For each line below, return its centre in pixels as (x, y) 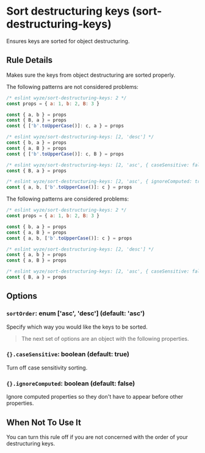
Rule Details (30, 60)
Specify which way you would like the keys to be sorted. (77, 327)
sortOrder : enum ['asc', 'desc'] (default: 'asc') (76, 313)
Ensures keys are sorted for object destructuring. (68, 41)
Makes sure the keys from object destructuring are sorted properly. (91, 75)
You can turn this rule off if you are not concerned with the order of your (97, 437)
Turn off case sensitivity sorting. (47, 368)
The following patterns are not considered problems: (72, 87)
